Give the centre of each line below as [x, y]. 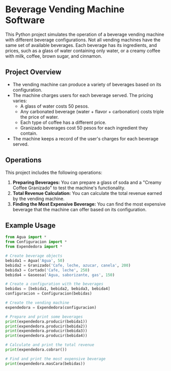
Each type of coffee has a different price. [63, 122]
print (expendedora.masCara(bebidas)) [45, 363]
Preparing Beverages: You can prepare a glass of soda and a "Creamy [87, 182]
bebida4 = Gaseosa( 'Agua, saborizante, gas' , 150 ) [60, 275]
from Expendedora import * [34, 247]
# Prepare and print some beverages [44, 317]
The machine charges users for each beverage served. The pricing [83, 95]
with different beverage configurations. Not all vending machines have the [83, 40]
